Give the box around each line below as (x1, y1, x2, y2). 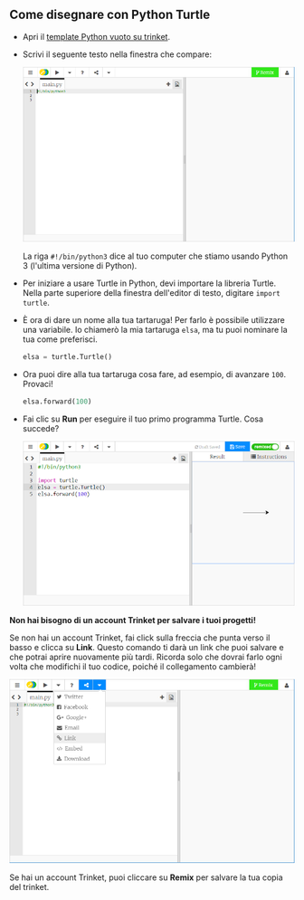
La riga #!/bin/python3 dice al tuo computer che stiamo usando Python (22, 251, 289, 261)
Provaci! (22, 378, 53, 389)
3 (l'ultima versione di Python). (22, 260, 138, 270)
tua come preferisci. (22, 334, 98, 345)
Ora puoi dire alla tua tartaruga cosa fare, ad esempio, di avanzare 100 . (22, 368, 287, 379)
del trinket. (9, 882, 50, 893)
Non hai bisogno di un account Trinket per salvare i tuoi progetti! (9, 615, 256, 626)
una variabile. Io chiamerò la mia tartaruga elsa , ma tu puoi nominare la (22, 324, 288, 335)
